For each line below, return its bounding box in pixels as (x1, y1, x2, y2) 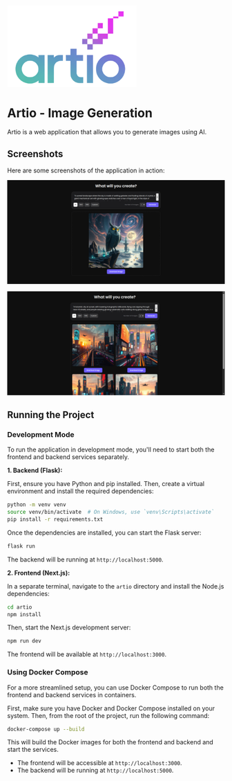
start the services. (7, 746, 59, 754)
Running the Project (7, 409, 95, 420)
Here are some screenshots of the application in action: (7, 166, 165, 174)
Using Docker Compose (7, 667, 88, 677)
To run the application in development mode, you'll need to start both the (7, 445, 215, 454)
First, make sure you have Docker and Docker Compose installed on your (7, 704, 215, 712)
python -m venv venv (7, 501, 67, 508)
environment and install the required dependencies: (7, 487, 154, 496)
